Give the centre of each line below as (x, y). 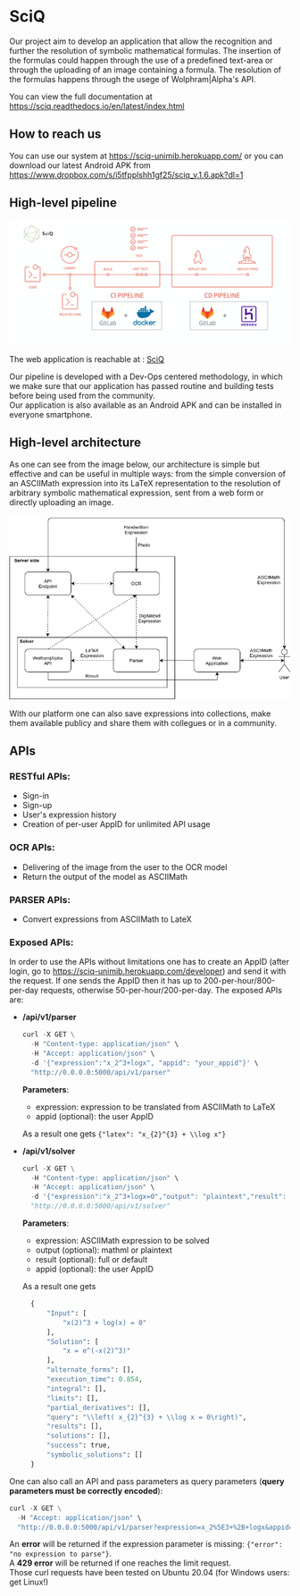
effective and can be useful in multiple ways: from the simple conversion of (147, 473)
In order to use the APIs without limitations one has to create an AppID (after (150, 962)
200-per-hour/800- (240, 981)
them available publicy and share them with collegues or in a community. (143, 722)
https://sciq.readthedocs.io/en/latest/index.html (97, 106)
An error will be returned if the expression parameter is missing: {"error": (146, 1544)
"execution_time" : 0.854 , (94, 1380)
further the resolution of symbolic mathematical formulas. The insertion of (145, 50)
